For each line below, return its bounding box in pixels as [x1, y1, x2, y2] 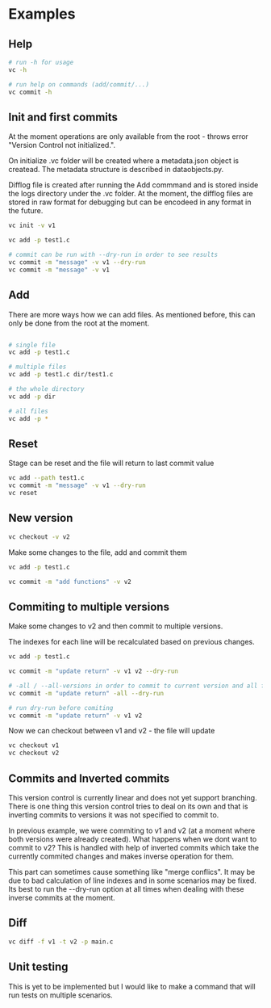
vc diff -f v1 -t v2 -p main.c [8, 938, 114, 946]
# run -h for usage [8, 58, 74, 66]
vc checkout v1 [8, 741, 60, 750]
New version [8, 511, 73, 525]
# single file [8, 341, 56, 349]
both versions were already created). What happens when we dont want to [8, 834, 257, 844]
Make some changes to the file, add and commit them [8, 547, 188, 557]
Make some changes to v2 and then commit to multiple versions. [8, 621, 223, 631]
